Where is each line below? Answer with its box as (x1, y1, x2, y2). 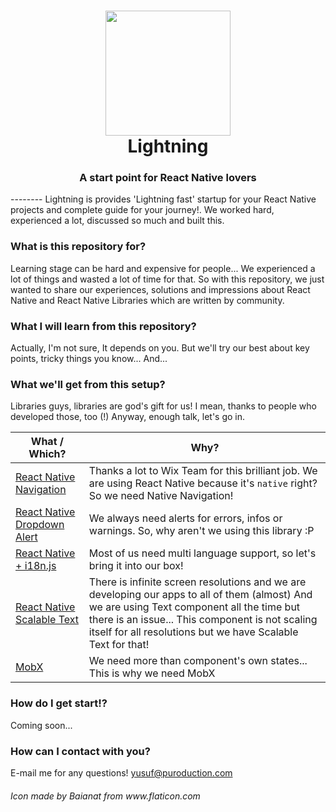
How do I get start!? (10, 696, 108, 710)
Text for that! (88, 638, 150, 652)
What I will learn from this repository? (10, 319, 197, 333)
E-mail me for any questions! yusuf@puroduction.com (10, 766, 233, 779)
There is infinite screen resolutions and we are (88, 575, 307, 589)
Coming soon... (10, 719, 73, 731)
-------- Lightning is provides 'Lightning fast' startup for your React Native (10, 193, 317, 205)
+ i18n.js (15, 559, 57, 573)
